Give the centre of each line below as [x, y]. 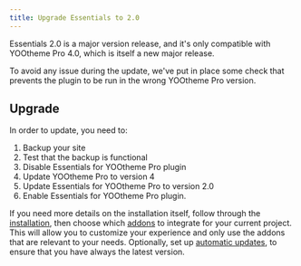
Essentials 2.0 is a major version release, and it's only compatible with [140, 43]
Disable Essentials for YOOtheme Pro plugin [104, 167]
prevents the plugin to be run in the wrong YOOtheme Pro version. [133, 80]
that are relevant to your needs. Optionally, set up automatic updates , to [143, 242]
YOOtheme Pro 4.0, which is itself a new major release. [112, 53]
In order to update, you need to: [69, 130]
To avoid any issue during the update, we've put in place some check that [147, 71]
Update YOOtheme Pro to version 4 [89, 176]
